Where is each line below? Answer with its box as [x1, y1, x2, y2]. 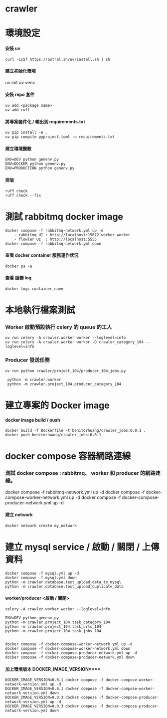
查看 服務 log [5, 275, 31, 281]
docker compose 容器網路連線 [5, 451, 131, 462]
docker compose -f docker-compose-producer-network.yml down [5, 655, 135, 660]
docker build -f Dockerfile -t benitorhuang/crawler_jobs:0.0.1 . [5, 428, 146, 433]
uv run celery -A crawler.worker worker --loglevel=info [5, 335, 126, 340]
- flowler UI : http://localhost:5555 [14, 237, 97, 242]
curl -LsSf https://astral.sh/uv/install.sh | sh [5, 57, 111, 62]
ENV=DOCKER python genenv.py [5, 161, 66, 166]
